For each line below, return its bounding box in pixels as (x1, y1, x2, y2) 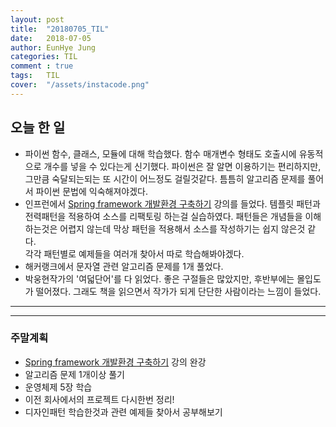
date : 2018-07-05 (10, 33, 92, 43)
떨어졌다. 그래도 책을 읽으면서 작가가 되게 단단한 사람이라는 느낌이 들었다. (35, 285, 322, 297)
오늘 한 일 (10, 119, 66, 136)
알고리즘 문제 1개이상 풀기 (24, 368, 125, 380)
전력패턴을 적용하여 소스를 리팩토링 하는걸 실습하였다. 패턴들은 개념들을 (24, 210, 303, 222)
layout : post (10, 14, 65, 25)
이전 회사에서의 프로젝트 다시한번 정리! (24, 393, 175, 405)
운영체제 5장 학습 (24, 381, 93, 393)
